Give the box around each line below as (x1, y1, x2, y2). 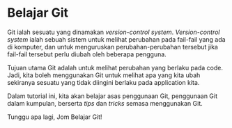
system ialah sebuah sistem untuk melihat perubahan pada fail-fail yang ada (7, 35, 226, 43)
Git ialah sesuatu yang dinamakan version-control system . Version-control (7, 28, 221, 36)
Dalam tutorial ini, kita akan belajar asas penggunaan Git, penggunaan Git (7, 92, 218, 100)
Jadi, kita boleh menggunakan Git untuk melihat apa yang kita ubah (7, 71, 201, 79)
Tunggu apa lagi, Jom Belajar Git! (7, 113, 102, 121)
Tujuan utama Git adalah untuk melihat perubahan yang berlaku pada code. (7, 63, 224, 72)
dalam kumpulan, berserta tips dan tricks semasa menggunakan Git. (7, 99, 203, 107)
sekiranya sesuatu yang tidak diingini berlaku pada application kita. (7, 78, 200, 86)
